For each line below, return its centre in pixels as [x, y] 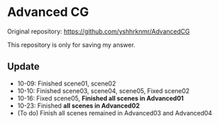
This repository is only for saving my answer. [71, 44]
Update [24, 67]
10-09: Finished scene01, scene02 [66, 83]
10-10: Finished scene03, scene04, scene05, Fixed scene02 [103, 90]
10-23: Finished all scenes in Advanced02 [79, 106]
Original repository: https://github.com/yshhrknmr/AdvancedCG [98, 31]
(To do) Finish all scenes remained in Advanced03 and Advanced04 [115, 113]
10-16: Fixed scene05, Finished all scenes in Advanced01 [100, 98]
